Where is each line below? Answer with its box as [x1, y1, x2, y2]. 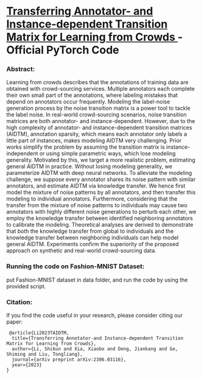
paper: [6, 318, 23, 325]
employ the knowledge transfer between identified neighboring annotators [6, 214, 193, 222]
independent [6, 150, 38, 157]
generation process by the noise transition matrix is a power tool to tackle [6, 105, 190, 112]
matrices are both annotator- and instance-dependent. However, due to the [6, 118, 195, 125]
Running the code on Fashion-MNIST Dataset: [6, 262, 145, 271]
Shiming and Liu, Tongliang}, [6, 352, 83, 358]
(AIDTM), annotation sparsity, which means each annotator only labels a [6, 130, 187, 138]
